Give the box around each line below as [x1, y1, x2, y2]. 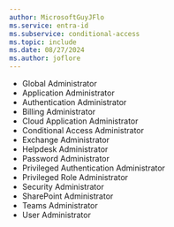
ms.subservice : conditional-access [9, 29, 140, 38]
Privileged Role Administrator [21, 172, 129, 182]
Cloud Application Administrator [21, 116, 139, 126]
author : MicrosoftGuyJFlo [9, 12, 104, 22]
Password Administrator [21, 154, 110, 163]
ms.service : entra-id [9, 21, 89, 30]
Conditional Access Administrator [21, 125, 144, 135]
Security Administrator [21, 182, 104, 192]
